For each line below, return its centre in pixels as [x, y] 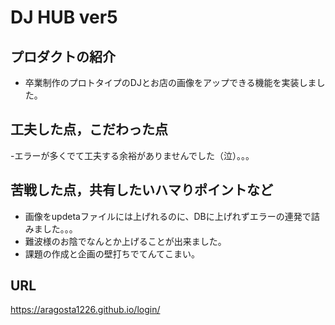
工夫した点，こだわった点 [89, 129]
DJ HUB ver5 [64, 17]
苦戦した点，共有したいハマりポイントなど [141, 190]
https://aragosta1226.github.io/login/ [85, 310]
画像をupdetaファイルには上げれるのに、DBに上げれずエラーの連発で [168, 216]
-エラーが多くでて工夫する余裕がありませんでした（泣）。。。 [132, 155]
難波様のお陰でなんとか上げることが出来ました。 [125, 241]
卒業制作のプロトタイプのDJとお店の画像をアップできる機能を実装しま [170, 82]
